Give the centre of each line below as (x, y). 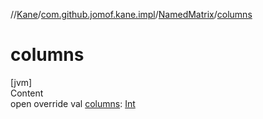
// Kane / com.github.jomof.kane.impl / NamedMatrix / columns (131, 14)
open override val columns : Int (73, 103)
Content (27, 93)
